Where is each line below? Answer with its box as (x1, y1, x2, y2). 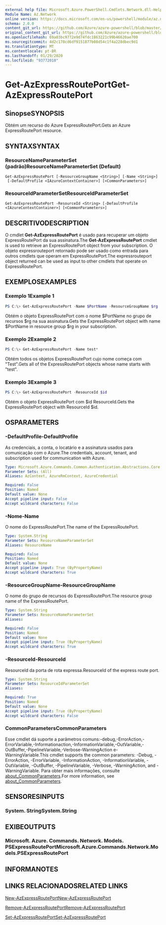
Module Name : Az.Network (5, 12, 56, 17)
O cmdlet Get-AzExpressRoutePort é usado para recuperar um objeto (5, 232, 149, 238)
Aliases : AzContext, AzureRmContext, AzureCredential (5, 474, 119, 479)
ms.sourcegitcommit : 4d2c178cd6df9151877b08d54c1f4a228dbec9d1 (5, 40, 138, 44)
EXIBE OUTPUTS (5, 823, 56, 831)
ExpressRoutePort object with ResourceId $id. (5, 404, 99, 410)
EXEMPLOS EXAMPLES (5, 278, 77, 286)
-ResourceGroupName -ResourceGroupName (5, 581, 116, 588)
